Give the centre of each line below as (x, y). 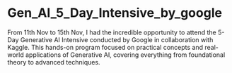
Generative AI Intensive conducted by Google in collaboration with (117, 39)
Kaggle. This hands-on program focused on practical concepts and (105, 47)
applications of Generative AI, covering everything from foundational (125, 55)
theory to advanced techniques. (54, 62)
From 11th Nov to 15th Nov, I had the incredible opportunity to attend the (112, 32)
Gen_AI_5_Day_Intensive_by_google (115, 13)
